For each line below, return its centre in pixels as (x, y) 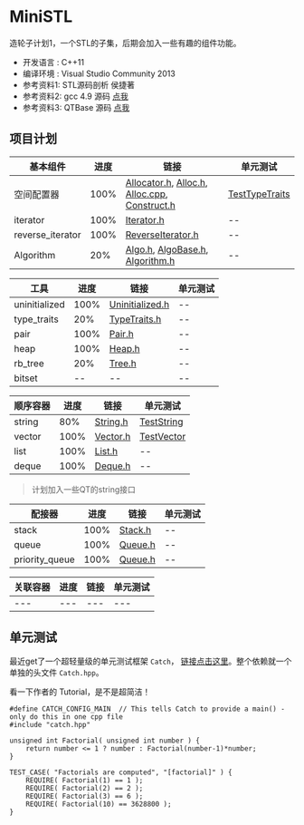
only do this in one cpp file (66, 717)
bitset (26, 378)
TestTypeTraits (259, 194)
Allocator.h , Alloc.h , (166, 182)
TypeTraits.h (135, 319)
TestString (161, 422)
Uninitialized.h (139, 304)
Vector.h (113, 436)
